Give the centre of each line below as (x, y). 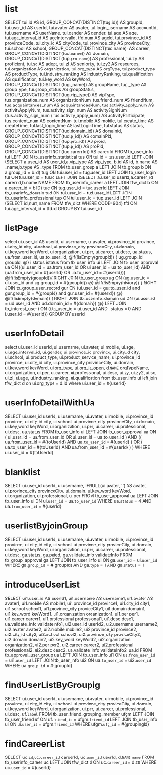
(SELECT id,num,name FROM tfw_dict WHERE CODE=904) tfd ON (71, 203)
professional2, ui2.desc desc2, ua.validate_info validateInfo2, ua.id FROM (79, 650)
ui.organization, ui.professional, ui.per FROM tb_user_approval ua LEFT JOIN (82, 496)
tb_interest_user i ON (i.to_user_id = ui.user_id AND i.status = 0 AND (73, 308)
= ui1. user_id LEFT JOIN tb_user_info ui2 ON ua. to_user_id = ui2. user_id (78, 660)
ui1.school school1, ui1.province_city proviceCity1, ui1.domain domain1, (75, 608)
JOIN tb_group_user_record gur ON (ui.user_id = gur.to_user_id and (72, 288)
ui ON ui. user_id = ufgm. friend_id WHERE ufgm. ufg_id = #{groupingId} (77, 724)
